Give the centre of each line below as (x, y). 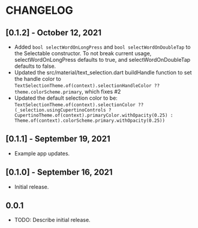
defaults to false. (35, 66)
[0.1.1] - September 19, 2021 (58, 139)
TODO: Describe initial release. (52, 220)
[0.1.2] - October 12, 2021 (54, 33)
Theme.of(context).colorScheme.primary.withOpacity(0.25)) (90, 121)
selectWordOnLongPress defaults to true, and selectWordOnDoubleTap (102, 60)
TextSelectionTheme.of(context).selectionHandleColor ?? (87, 86)
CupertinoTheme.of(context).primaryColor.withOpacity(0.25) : (94, 115)
